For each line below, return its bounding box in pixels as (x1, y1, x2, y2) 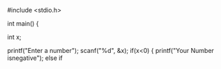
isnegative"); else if (7, 54, 63, 62)
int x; (7, 33, 22, 41)
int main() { (7, 20, 40, 27)
